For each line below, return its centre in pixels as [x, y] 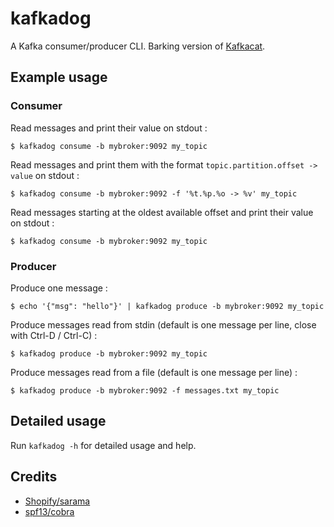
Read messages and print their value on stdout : [109, 128]
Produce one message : [59, 288]
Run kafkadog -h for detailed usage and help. [103, 445]
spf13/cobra [49, 511]
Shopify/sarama [57, 501]
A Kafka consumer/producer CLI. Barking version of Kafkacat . [138, 46]
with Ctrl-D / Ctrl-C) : [54, 335]
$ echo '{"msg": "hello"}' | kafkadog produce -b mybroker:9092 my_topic [167, 306]
